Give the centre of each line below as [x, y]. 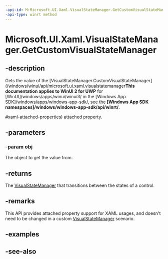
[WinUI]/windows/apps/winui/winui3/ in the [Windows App [65, 96]
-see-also [21, 251]
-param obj [19, 147]
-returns [18, 173]
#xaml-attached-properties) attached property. [54, 117]
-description [25, 68]
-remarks [20, 201]
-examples [22, 234]
